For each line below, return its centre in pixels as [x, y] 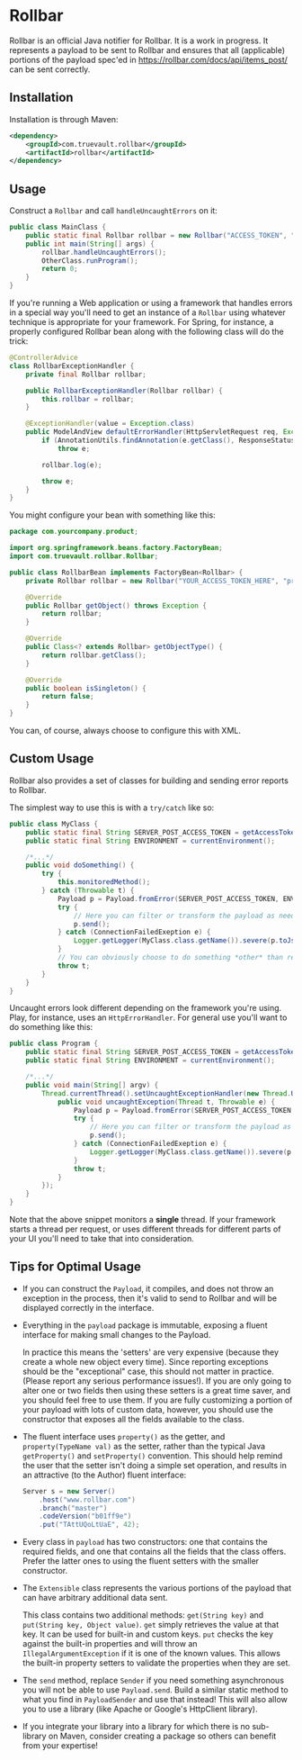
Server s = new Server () [69, 1491]
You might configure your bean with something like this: [112, 515]
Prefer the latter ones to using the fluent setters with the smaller [140, 1561]
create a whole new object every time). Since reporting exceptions [145, 1361]
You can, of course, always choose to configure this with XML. [125, 731]
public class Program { [54, 1044]
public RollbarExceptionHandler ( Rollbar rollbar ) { [124, 391]
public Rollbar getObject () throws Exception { [116, 605]
